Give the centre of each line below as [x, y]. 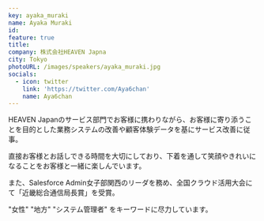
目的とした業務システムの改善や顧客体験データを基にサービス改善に [132, 129]
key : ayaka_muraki [38, 15]
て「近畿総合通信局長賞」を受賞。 [64, 193]
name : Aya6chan [47, 96]
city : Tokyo [28, 60]
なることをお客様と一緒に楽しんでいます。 [77, 166]
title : [19, 45]
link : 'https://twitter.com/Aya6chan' [86, 89]
